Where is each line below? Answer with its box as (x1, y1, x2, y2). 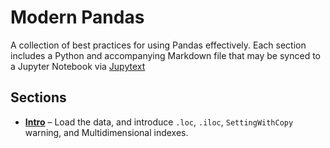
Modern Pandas (10, 6, 145, 29)
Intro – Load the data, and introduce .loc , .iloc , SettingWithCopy (24, 116, 294, 128)
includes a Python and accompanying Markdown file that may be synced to (10, 49, 321, 61)
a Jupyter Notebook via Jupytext (10, 60, 146, 72)
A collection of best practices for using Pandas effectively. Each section (10, 39, 307, 51)
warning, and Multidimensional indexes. (24, 126, 189, 138)
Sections (10, 89, 67, 106)
